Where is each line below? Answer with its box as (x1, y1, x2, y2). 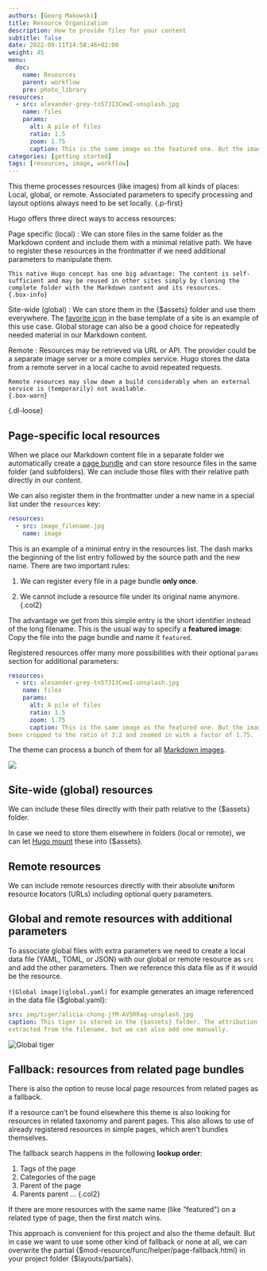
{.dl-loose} (8, 406, 44, 415)
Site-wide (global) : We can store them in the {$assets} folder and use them (8, 305, 256, 314)
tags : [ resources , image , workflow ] (8, 160, 130, 168)
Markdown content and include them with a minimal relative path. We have (8, 238, 253, 248)
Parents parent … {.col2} (19, 1189, 101, 1199)
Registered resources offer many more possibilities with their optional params (8, 648, 259, 657)
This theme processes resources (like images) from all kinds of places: (8, 181, 240, 191)
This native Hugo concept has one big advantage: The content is (8, 270, 229, 279)
